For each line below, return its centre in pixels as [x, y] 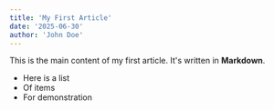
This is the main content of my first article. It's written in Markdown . [137, 61]
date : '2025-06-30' [47, 26]
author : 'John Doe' [47, 35]
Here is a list [46, 78]
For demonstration [58, 97]
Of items [39, 88]
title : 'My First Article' [61, 18]
